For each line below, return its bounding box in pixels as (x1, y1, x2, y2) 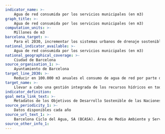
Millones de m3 (14, 30, 45, 35)
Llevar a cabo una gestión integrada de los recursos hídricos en (14, 84, 153, 90)
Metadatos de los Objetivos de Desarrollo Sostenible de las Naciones (14, 99, 162, 104)
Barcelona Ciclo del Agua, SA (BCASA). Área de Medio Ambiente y (14, 116, 151, 122)
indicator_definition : (5, 89, 52, 94)
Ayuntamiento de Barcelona (14, 67, 69, 72)
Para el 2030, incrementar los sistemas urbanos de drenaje (14, 39, 139, 44)
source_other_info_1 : (5, 121, 50, 126)
